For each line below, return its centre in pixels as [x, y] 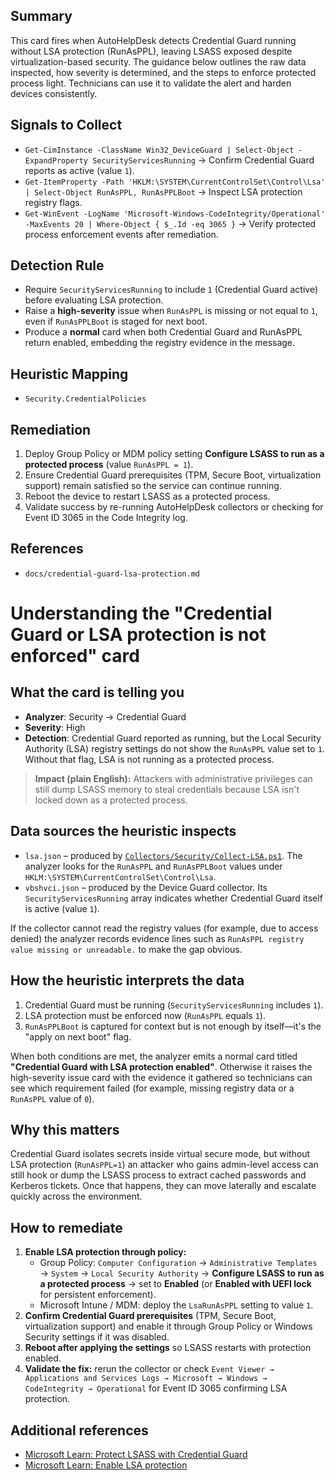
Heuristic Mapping [69, 374]
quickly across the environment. [76, 1196]
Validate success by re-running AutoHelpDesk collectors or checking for [174, 507]
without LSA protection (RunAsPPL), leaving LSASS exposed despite [151, 51]
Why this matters [65, 1129]
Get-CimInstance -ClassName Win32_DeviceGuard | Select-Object [159, 150]
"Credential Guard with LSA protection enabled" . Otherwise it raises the [161, 1066]
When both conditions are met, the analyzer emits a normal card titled [154, 1056]
